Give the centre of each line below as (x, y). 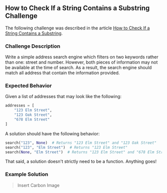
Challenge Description (33, 46)
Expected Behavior (29, 86)
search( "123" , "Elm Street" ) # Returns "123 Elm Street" (66, 147)
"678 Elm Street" (32, 120)
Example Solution (27, 175)
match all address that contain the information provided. (63, 73)
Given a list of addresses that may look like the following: (63, 96)
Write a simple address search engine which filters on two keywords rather (82, 57)
